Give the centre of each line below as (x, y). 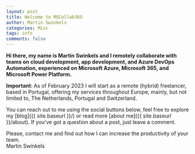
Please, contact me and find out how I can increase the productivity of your (97, 133)
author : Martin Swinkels (36, 22)
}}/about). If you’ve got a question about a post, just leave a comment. (91, 122)
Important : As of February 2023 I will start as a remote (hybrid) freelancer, (96, 86)
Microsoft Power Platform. (39, 74)
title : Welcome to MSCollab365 (44, 17)
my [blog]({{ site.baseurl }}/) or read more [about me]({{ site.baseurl (89, 116)
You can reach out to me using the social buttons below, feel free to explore (97, 110)
